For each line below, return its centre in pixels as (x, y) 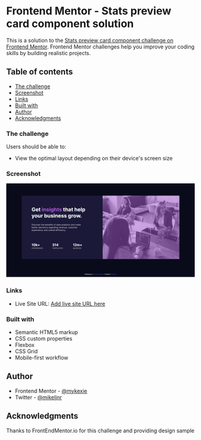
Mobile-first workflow (42, 357)
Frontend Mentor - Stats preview (89, 11)
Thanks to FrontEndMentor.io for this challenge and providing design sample (100, 430)
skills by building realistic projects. (48, 53)
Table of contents (39, 72)
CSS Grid (26, 351)
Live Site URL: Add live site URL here (60, 304)
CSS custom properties (44, 338)
